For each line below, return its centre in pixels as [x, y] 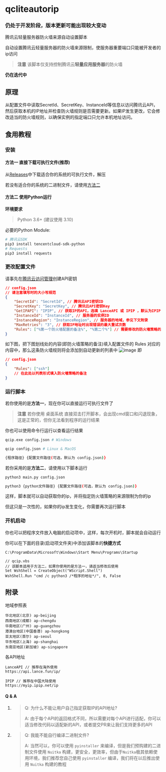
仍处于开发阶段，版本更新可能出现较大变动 [56, 26]
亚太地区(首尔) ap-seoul [28, 636]
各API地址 [15, 657]
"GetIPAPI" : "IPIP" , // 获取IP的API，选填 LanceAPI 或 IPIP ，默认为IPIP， [89, 311]
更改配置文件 [21, 267]
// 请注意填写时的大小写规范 [31, 292]
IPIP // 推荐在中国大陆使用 [31, 681]
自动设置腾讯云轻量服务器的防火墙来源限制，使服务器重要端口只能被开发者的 [83, 48]
